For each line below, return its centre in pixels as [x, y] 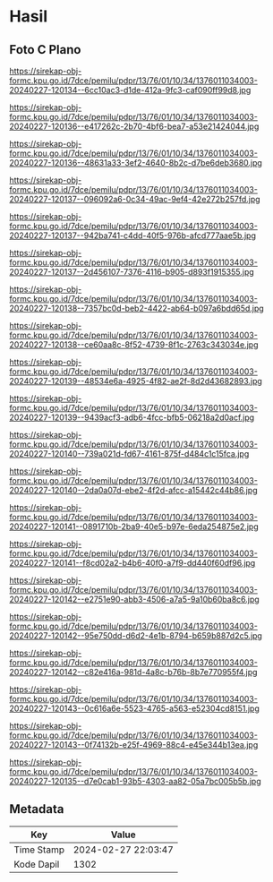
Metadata [37, 809]
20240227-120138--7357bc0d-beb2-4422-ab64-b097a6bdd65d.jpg [136, 308]
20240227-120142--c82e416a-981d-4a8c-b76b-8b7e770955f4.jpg [133, 672]
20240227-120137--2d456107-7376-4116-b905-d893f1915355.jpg [132, 272]
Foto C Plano [45, 50]
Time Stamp [39, 850]
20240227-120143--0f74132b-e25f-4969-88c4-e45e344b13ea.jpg [134, 745]
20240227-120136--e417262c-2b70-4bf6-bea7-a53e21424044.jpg [134, 126]
